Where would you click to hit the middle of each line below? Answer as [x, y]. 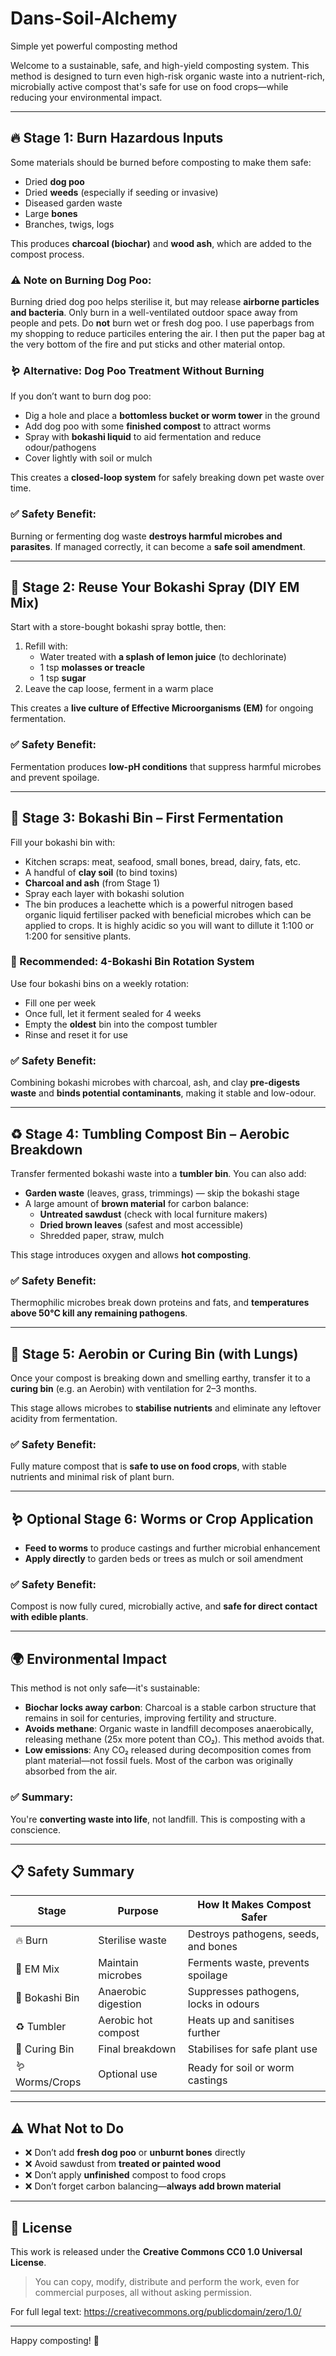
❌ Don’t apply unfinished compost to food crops [125, 2175]
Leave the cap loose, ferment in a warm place [119, 689]
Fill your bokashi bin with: [63, 842]
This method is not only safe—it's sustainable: [105, 1688]
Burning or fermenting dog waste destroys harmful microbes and [146, 536]
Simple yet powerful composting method [94, 46]
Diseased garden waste [73, 203]
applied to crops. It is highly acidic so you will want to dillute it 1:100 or [169, 925]
